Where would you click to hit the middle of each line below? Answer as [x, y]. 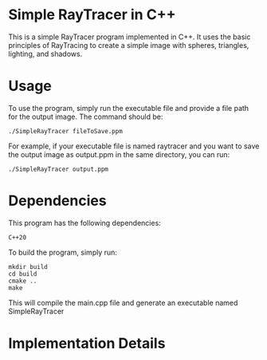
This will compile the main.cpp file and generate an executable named [123, 303]
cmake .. [23, 281]
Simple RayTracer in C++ [92, 15]
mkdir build [28, 267]
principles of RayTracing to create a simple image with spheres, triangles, [129, 45]
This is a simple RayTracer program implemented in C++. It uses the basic [130, 37]
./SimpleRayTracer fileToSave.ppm [66, 131]
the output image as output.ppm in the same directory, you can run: [119, 154]
